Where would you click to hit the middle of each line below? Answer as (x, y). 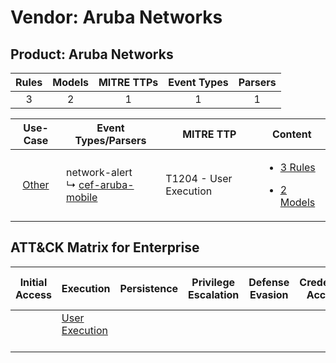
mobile (81, 197)
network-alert (99, 172)
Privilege (213, 282)
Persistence (149, 288)
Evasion (269, 294)
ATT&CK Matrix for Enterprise (105, 247)
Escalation (214, 294)
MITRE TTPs (128, 82)
